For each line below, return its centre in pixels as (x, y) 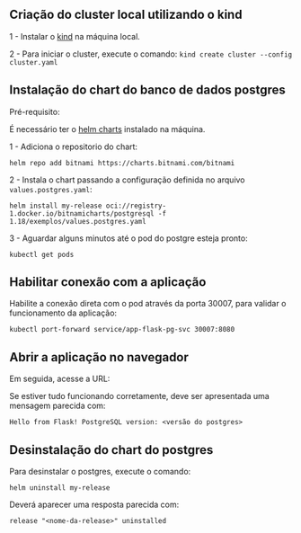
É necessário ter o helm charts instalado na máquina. (107, 129)
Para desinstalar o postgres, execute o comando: (100, 472)
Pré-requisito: (35, 111)
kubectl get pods (42, 254)
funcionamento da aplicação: (63, 313)
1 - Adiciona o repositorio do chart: (73, 147)
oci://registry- (136, 206)
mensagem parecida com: (58, 406)
